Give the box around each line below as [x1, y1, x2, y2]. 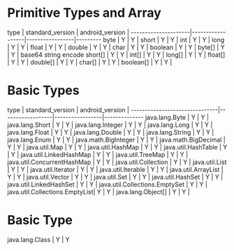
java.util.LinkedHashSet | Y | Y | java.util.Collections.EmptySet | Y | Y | [7, 180, 208, 189]
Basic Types [7, 83, 80, 99]
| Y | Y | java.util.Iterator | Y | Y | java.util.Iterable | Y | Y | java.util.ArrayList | [7, 165, 224, 173]
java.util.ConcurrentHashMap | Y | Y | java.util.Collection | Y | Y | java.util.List [7, 158, 227, 166]
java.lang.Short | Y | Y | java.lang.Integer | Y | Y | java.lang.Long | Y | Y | [7, 121, 213, 129]
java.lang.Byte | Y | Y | [145, 113, 210, 121]
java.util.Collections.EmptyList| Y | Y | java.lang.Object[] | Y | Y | [7, 187, 190, 196]
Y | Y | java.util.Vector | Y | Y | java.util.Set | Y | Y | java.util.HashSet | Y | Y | [7, 172, 224, 181]
